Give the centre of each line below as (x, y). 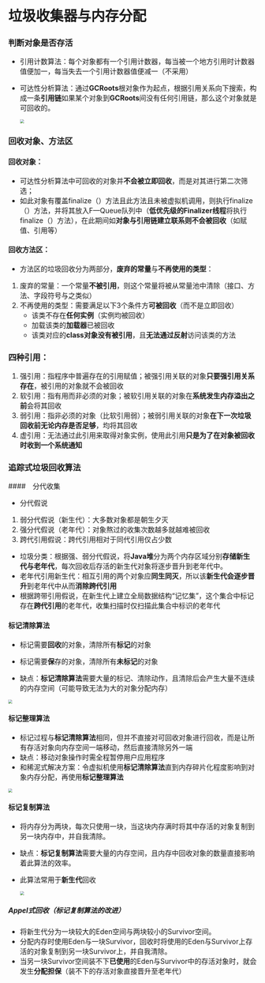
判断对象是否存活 (41, 43)
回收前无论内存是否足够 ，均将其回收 (78, 426)
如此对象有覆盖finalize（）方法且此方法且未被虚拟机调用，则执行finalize (136, 200)
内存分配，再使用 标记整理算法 (75, 777)
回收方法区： (29, 250)
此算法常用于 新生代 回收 (58, 880)
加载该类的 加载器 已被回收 (73, 325)
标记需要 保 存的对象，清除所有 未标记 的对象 (89, 661)
